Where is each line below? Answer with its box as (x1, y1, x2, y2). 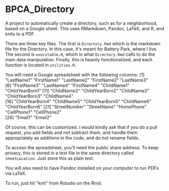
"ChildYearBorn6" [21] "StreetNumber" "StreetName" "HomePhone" (5, 104, 147, 110)
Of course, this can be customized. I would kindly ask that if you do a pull (5, 124, 157, 130)
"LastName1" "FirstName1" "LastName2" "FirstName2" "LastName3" (5, 77, 148, 83)
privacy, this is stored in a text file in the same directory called (5, 150, 134, 156)
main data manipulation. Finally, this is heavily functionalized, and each (5, 56, 153, 62)
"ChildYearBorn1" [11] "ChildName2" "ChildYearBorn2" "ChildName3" (5, 87, 150, 93)
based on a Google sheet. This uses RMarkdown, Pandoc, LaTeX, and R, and (5, 25, 164, 31)
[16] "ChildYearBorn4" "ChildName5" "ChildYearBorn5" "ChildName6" (5, 98, 151, 104)
